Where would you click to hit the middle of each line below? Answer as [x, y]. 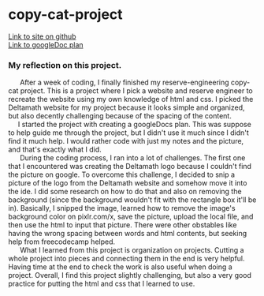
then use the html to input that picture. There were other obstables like [123, 225]
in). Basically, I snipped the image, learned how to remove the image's [122, 208]
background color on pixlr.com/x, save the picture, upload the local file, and [131, 217]
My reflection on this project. [65, 65]
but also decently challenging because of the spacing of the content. [120, 116]
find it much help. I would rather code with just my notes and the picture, [126, 141]
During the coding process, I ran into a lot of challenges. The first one [132, 158]
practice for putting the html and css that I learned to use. [102, 284]
